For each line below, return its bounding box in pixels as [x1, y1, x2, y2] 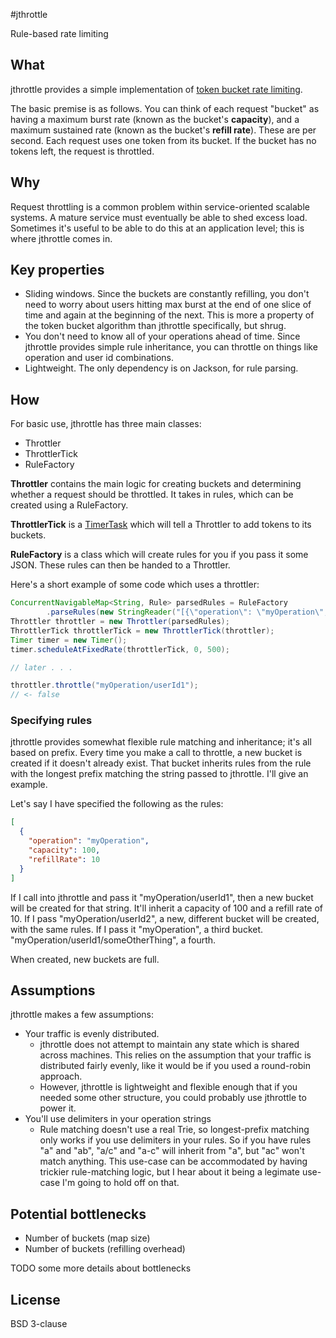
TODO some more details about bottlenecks [10, 1262, 192, 1274]
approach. [39, 1070, 83, 1083]
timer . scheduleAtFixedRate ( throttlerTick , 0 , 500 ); [10, 644, 230, 654]
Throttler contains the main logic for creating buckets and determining [10, 478, 302, 490]
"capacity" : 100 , [28, 845, 101, 856]
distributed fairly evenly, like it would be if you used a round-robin [39, 1060, 311, 1072]
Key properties [10, 262, 105, 279]
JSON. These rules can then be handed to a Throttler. [10, 559, 231, 571]
